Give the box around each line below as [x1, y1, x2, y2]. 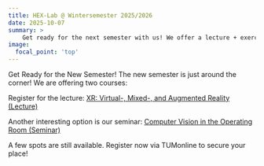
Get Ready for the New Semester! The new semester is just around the [8, 70, 237, 79]
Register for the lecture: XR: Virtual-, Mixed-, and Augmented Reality [8, 94, 230, 102]
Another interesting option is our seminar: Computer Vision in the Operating [8, 117, 253, 126]
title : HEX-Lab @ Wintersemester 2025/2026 [8, 11, 153, 20]
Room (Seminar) [8, 125, 61, 135]
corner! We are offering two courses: [8, 78, 128, 87]
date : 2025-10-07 [8, 19, 65, 27]
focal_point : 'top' [15, 48, 79, 56]
